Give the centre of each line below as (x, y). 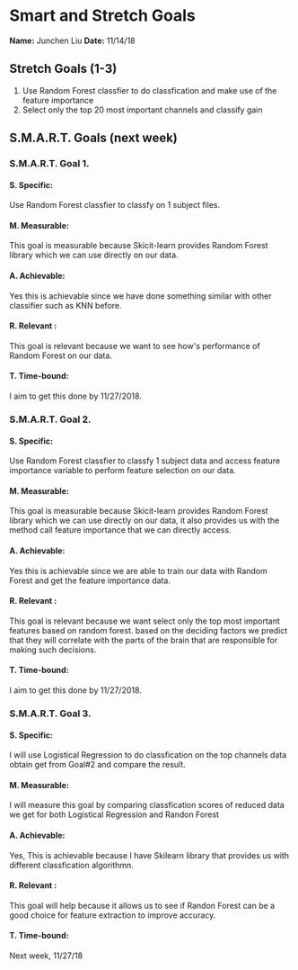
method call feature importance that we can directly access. (120, 530)
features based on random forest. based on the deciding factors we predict (149, 630)
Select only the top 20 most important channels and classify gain (142, 110)
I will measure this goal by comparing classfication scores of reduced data (147, 805)
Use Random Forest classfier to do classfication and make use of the (149, 90)
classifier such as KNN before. (66, 305)
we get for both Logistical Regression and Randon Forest (114, 814)
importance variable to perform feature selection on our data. (123, 471)
